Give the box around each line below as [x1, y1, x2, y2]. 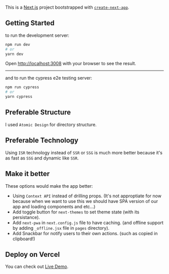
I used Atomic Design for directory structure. [5, 121, 97, 128]
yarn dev [5, 51, 24, 57]
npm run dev [5, 42, 30, 47]
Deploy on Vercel [5, 250, 60, 259]
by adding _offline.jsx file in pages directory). [12, 225, 110, 231]
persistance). [12, 214, 40, 220]
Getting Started [5, 19, 55, 27]
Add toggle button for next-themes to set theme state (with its [12, 209, 140, 215]
